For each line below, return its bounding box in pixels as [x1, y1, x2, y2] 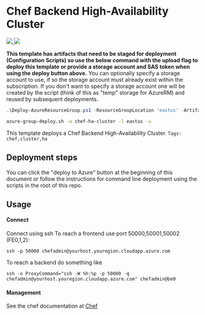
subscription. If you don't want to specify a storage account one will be [6, 82, 185, 90]
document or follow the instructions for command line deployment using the [6, 175, 197, 183]
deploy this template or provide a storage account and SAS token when [6, 63, 190, 70]
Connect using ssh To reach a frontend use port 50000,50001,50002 [6, 230, 180, 237]
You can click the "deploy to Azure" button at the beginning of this [6, 168, 173, 176]
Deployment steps [6, 153, 77, 163]
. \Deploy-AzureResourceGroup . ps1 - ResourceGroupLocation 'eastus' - [6, 107, 184, 114]
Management [6, 289, 41, 296]
